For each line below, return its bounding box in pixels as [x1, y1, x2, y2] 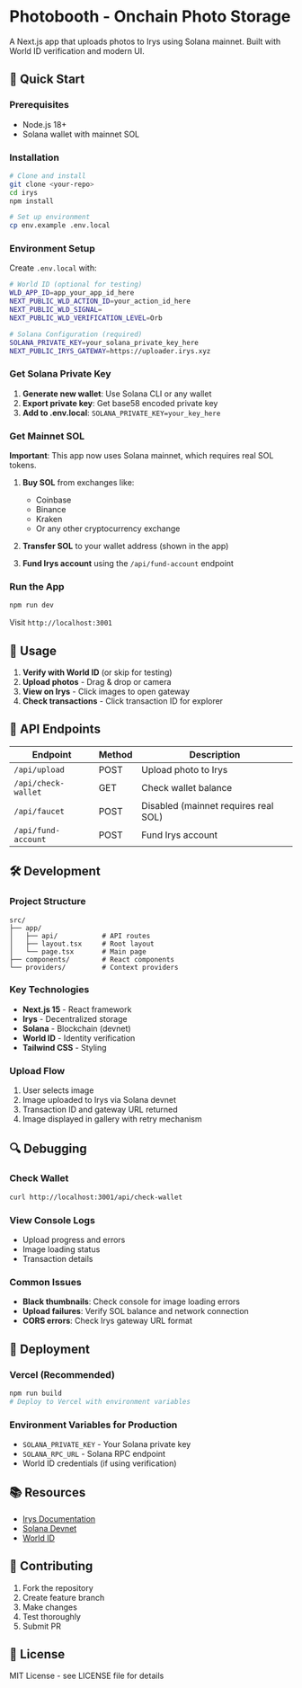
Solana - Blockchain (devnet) [22, 1023, 132, 1034]
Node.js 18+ [22, 119, 67, 129]
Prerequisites [9, 99, 69, 111]
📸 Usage [9, 643, 57, 658]
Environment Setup [9, 243, 96, 255]
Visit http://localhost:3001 [9, 617, 112, 628]
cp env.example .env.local [9, 221, 111, 230]
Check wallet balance [141, 781, 233, 794]
